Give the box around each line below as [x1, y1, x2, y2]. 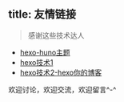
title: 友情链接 [8, 7, 77, 22]
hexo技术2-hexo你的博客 [19, 67, 102, 77]
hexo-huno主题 [19, 47, 70, 57]
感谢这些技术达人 [27, 31, 85, 40]
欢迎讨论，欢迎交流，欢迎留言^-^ [8, 84, 117, 94]
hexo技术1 [19, 57, 54, 67]
